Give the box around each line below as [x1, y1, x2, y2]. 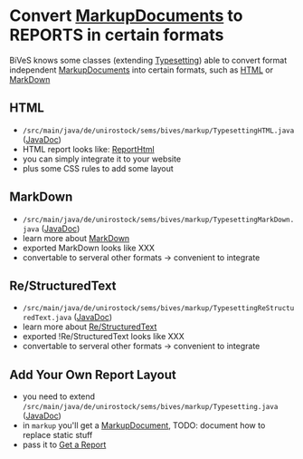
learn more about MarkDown [22, 232, 130, 243]
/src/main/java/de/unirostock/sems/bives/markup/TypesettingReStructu [22, 304, 295, 313]
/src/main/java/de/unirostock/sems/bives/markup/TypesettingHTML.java [22, 126, 295, 135]
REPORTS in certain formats [9, 24, 224, 45]
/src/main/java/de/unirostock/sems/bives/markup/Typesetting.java [22, 403, 279, 412]
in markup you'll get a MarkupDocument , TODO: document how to [22, 420, 266, 431]
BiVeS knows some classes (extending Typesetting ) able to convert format [9, 54, 288, 65]
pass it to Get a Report [22, 439, 107, 450]
